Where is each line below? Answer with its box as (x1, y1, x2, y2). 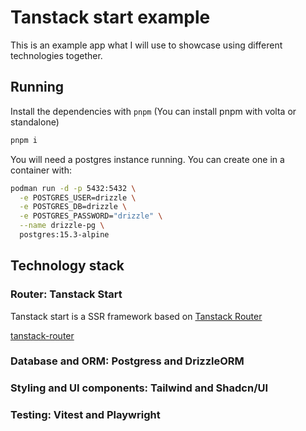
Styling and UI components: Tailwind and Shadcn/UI (10, 381, 269, 395)
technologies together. (10, 49, 103, 61)
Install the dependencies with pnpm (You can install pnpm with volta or (10, 105, 297, 117)
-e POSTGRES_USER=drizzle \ (19, 192, 137, 203)
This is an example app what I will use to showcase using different (10, 39, 283, 51)
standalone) (10, 116, 60, 128)
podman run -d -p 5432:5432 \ (10, 183, 137, 193)
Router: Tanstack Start (10, 287, 123, 301)
